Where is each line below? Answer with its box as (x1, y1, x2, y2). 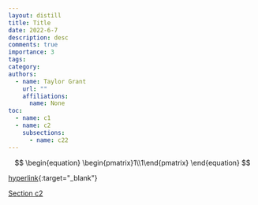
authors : (8, 70, 37, 78)
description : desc (8, 33, 69, 42)
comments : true (8, 41, 58, 49)
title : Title (8, 19, 51, 27)
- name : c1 (15, 114, 51, 122)
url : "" (22, 84, 47, 93)
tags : (8, 56, 26, 64)
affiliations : (22, 92, 69, 100)
